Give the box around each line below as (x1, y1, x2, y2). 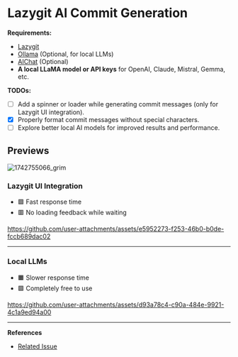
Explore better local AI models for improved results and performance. (17, 123, 220, 132)
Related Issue (17, 342, 58, 351)
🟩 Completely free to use (17, 284, 93, 292)
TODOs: (7, 86, 32, 94)
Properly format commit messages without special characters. (17, 116, 200, 123)
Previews (7, 144, 50, 157)
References (7, 328, 42, 336)
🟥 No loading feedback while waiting (17, 208, 127, 217)
